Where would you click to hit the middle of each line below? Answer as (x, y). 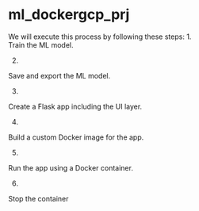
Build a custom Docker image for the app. (76, 137)
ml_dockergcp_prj (69, 15)
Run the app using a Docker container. (71, 167)
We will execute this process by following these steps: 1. (100, 36)
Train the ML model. (41, 44)
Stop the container (38, 198)
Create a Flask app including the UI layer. (75, 106)
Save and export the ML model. (59, 75)
